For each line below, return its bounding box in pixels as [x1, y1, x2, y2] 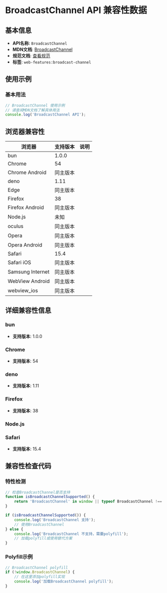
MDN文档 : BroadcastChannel [12, 46, 73, 52]
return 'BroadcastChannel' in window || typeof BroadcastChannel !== [14, 499, 162, 504]
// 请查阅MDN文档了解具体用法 [5, 107, 60, 112]
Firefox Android [7, 204, 44, 211]
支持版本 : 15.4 [12, 445, 41, 451]
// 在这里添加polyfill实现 [14, 574, 65, 579]
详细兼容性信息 [5, 306, 51, 314]
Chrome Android [7, 169, 46, 176]
